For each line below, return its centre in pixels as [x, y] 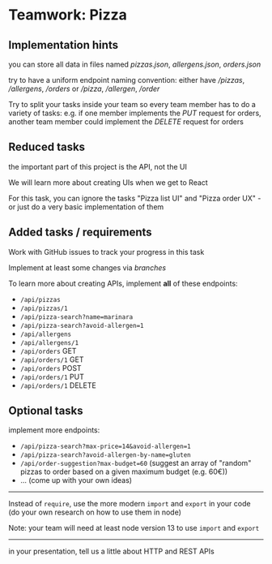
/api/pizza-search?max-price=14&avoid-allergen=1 [106, 447]
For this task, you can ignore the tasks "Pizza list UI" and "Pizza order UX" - [135, 198]
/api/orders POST [51, 368]
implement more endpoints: [54, 430]
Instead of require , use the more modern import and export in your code [130, 504]
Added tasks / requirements [80, 232]
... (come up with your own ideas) [76, 480]
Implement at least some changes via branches [87, 267]
